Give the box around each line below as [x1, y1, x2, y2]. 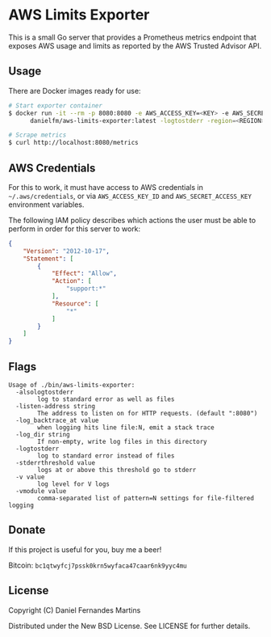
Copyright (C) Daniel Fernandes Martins [8, 605, 141, 615]
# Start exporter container [8, 101, 103, 110]
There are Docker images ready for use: [8, 86, 141, 95]
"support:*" [65, 285, 106, 293]
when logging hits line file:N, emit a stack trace [37, 424, 215, 432]
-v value [15, 473, 45, 481]
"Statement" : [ [23, 255, 74, 263]
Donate [8, 523, 46, 537]
